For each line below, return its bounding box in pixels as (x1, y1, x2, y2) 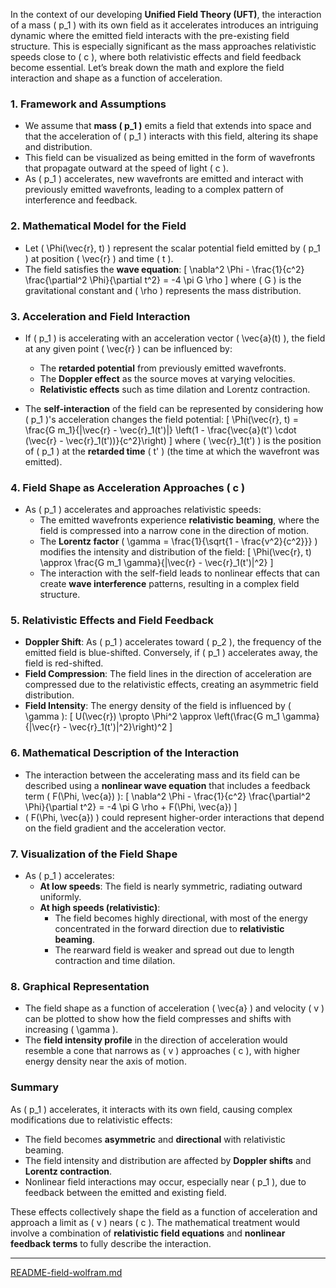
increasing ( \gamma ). (24, 1024, 119, 1036)
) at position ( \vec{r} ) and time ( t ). (24, 252, 174, 264)
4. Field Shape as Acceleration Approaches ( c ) (10, 480, 246, 494)
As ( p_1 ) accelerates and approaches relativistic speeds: (24, 504, 262, 516)
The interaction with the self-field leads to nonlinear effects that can (39, 567, 320, 579)
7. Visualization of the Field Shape (10, 847, 178, 861)
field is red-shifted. (24, 657, 104, 669)
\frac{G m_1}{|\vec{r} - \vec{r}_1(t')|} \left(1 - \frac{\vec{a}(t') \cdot (24, 424, 297, 436)
